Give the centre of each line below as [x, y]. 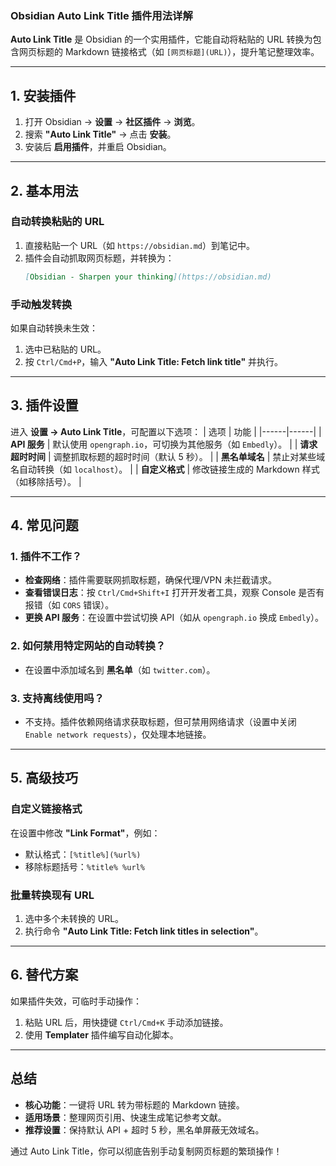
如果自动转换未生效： [54, 328]
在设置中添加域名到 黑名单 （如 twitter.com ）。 [120, 669]
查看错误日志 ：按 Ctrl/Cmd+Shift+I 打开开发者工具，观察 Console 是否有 [174, 593]
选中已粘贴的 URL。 [65, 349]
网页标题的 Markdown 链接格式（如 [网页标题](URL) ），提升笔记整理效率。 [169, 52]
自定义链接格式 [46, 809]
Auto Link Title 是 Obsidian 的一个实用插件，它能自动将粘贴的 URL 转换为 [161, 39]
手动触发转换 [41, 304]
